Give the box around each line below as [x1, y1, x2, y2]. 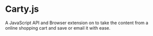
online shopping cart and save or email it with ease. [5, 25, 111, 31]
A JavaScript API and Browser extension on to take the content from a [5, 20, 149, 26]
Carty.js [5, 3, 39, 15]
